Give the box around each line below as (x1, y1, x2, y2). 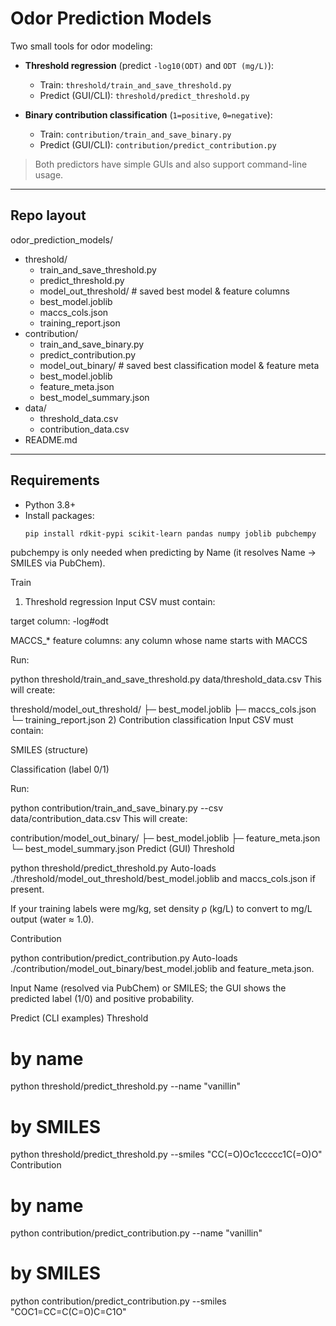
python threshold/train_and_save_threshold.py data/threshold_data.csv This (10, 673, 322, 686)
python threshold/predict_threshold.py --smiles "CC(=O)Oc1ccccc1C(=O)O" (10, 1148, 323, 1161)
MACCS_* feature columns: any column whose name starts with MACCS (10, 635, 308, 647)
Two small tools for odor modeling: (10, 40, 153, 52)
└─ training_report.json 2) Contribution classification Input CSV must (10, 714, 294, 726)
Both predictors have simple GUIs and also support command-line (34, 158, 308, 170)
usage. (34, 168, 64, 181)
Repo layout (10, 207, 87, 224)
